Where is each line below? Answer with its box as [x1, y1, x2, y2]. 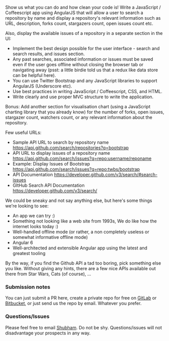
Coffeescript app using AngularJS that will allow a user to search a [5, 10, 144, 16]
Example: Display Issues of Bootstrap [12, 161, 90, 166]
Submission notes [5, 283, 50, 290]
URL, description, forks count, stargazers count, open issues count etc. [5, 20, 154, 26]
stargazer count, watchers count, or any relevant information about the [5, 114, 152, 120]
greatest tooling [12, 250, 45, 256]
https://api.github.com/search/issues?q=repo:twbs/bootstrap [12, 166, 140, 172]
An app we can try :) [12, 212, 55, 219]
